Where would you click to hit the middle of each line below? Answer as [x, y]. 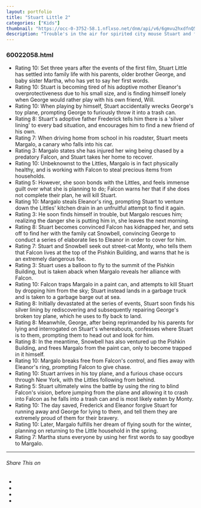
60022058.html [30, 55]
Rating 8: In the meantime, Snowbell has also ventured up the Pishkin [100, 341]
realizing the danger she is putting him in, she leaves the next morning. [102, 221]
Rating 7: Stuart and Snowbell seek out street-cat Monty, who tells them [103, 246]
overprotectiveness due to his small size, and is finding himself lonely [100, 93]
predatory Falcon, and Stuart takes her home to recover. [84, 157]
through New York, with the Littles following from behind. [85, 380]
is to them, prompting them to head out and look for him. [84, 335]
